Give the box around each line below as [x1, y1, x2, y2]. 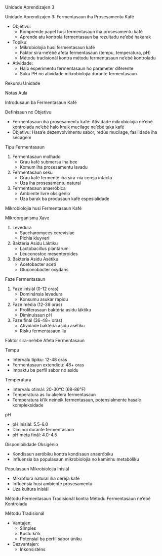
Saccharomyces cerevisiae [19, 230, 75, 236]
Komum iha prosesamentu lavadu [19, 164, 88, 170]
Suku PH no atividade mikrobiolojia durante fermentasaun [19, 71, 137, 76]
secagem [12, 135, 32, 140]
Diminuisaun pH [19, 312, 52, 318]
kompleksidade [12, 402, 43, 408]
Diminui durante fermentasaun [12, 427, 75, 432]
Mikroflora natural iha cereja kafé [12, 475, 80, 481]
